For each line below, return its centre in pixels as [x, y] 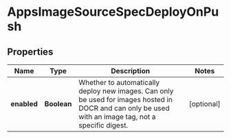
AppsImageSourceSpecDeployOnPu [113, 12]
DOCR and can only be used [124, 108]
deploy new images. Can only [126, 91]
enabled [24, 104]
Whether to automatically [119, 83]
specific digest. [103, 125]
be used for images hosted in [126, 100]
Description [130, 71]
